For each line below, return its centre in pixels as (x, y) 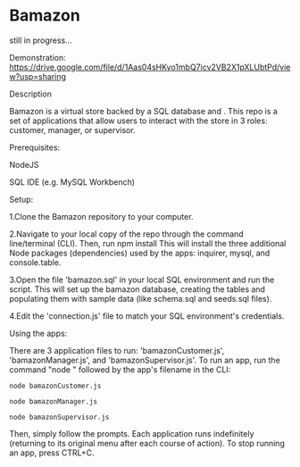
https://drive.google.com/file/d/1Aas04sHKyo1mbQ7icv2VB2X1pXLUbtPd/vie (150, 67)
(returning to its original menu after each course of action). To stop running (147, 443)
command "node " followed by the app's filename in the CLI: (120, 369)
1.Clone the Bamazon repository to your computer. (101, 216)
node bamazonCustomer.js (55, 386)
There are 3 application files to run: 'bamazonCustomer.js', (117, 350)
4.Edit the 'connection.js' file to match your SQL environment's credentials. (147, 316)
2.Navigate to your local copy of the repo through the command (126, 234)
